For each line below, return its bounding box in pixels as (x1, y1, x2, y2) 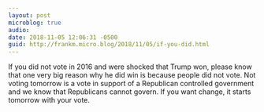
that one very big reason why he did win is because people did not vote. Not (8, 70, 256, 80)
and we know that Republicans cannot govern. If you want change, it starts (8, 87, 251, 96)
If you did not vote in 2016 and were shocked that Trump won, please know (8, 62, 252, 71)
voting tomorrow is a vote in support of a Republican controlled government (8, 79, 255, 89)
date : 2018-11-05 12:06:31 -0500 (8, 33, 118, 42)
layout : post (8, 11, 51, 20)
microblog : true (8, 19, 61, 27)
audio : (8, 26, 30, 34)
